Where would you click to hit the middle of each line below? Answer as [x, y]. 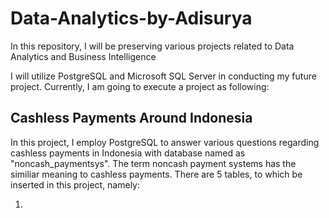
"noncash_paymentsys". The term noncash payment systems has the [153, 163]
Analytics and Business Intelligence [83, 56]
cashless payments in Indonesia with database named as [128, 153]
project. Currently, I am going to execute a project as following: [140, 86]
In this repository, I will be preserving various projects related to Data [152, 46]
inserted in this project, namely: [75, 184]
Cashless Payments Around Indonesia [131, 118]
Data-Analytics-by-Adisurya [131, 18]
